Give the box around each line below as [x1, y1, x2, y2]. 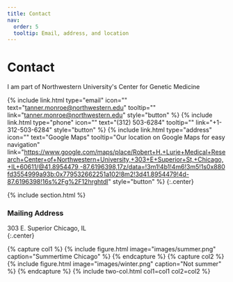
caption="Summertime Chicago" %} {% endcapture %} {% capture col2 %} [7, 252, 225, 261]
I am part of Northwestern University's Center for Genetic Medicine [7, 83, 200, 91]
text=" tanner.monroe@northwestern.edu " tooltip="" [7, 104, 156, 112]
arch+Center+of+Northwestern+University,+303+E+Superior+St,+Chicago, [7, 155, 224, 164]
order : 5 [13, 23, 39, 30]
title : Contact [7, 10, 51, 17]
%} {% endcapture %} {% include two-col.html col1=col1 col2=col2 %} [7, 267, 211, 276]
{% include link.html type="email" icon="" [7, 96, 127, 104]
